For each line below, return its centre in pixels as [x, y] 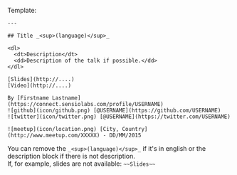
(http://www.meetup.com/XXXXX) [54, 135]
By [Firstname [28, 98]
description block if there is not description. [71, 156]
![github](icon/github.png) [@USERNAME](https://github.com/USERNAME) [114, 110]
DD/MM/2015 [125, 135]
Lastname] [67, 98]
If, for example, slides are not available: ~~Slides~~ [81, 164]
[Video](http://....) [39, 85]
